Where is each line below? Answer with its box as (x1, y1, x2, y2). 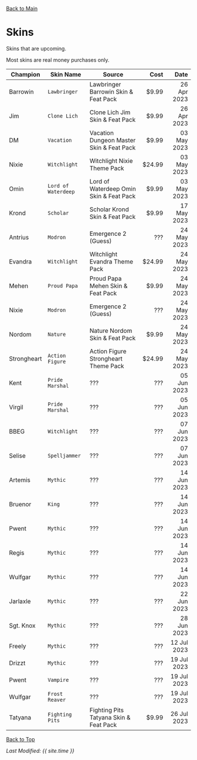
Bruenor (9, 500, 32, 508)
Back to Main (6, 5, 38, 12)
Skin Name (50, 70, 81, 78)
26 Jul (170, 709, 188, 718)
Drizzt (9, 659, 26, 667)
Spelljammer (47, 452, 81, 459)
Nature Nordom (89, 326, 133, 335)
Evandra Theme (89, 257, 134, 265)
